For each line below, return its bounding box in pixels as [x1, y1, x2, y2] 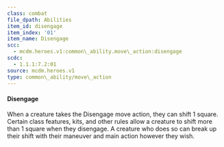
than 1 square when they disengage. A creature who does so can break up [7, 124, 217, 133]
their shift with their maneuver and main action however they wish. [7, 131, 195, 140]
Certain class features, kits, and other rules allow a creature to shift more [7, 117, 212, 125]
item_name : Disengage [7, 36, 69, 42]
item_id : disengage [7, 23, 63, 29]
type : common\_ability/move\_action [7, 73, 112, 81]
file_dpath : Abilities [7, 16, 72, 23]
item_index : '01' [7, 29, 57, 36]
